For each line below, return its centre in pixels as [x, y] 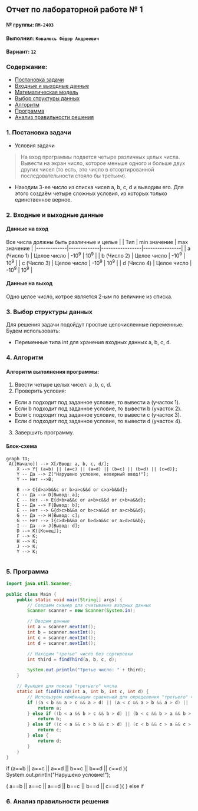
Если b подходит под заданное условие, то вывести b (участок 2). [98, 408]
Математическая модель [46, 92]
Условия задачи [34, 145]
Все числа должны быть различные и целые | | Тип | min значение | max [97, 242]
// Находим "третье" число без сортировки [80, 654]
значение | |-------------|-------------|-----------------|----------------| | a [98, 248]
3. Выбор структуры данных [49, 312]
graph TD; [18, 459]
